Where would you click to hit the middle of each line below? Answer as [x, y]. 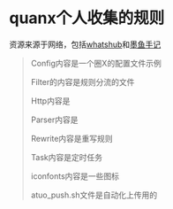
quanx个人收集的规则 [87, 18]
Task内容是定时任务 [67, 157]
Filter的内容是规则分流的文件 [83, 81]
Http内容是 [50, 101]
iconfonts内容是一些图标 [75, 176]
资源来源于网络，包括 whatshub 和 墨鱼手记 [85, 44]
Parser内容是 [54, 120]
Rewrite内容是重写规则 [71, 138]
